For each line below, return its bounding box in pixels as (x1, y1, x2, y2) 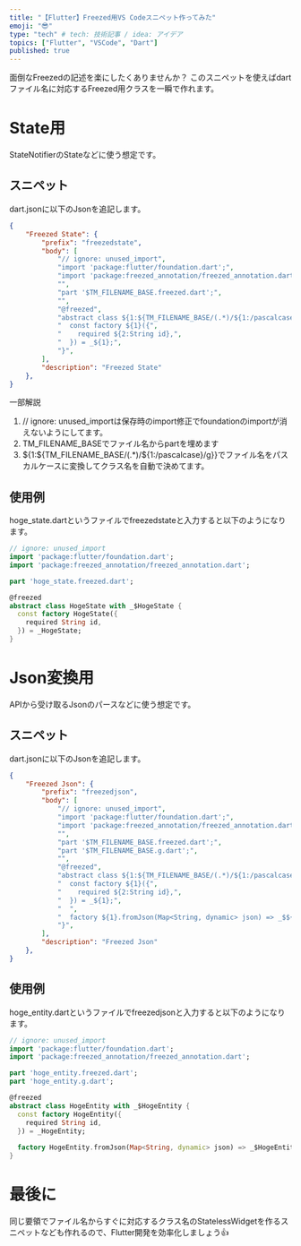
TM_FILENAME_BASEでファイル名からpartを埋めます (21, 438, 219, 449)
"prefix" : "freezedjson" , (41, 787, 139, 797)
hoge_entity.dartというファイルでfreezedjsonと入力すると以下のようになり (9, 1007, 286, 1018)
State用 (9, 118, 65, 139)
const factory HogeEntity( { (17, 1110, 123, 1119)
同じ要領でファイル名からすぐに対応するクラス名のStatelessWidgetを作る (9, 1216, 281, 1226)
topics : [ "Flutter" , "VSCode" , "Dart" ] (9, 38, 159, 47)
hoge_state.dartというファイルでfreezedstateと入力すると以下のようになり (9, 515, 287, 526)
